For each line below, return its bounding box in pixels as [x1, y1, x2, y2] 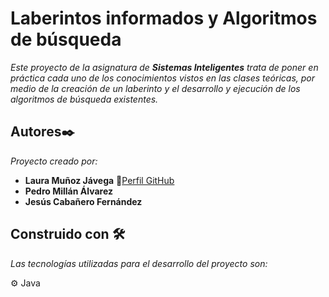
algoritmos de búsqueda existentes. [10, 93, 159, 105]
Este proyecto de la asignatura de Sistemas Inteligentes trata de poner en [10, 61, 319, 73]
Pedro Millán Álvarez [24, 185, 113, 197]
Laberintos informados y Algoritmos [10, 7, 318, 30]
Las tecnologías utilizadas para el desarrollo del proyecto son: [10, 257, 268, 269]
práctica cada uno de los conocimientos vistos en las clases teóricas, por [10, 72, 316, 84]
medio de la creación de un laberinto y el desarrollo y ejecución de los [10, 82, 301, 94]
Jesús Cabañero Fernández [24, 195, 143, 207]
